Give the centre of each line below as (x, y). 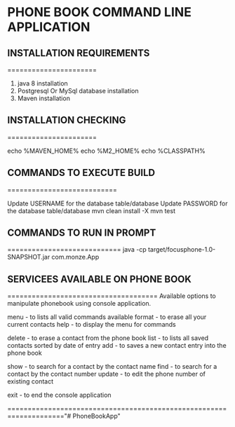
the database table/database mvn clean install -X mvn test (91, 210)
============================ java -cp (77, 250)
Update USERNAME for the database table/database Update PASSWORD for (117, 203)
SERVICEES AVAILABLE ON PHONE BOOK (99, 279)
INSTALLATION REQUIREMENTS (79, 53)
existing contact (31, 381)
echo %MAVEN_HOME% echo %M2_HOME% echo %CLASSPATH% (106, 151)
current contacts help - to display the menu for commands (92, 325)
